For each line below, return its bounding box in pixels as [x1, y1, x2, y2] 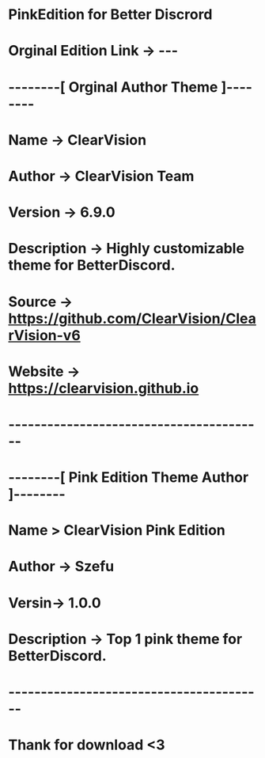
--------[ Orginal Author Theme [8, 78, 218, 96]
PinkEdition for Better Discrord [8, 6, 213, 24]
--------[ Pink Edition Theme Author [8, 468, 249, 487]
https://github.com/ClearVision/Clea [8, 309, 257, 328]
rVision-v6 [8, 326, 81, 344]
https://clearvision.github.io [8, 379, 199, 397]
